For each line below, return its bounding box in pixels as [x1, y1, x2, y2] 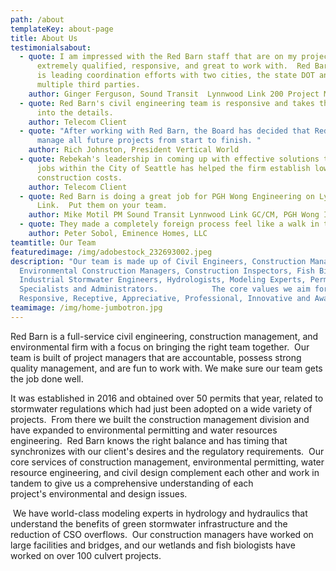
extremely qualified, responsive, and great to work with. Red [36, 61, 311, 71]
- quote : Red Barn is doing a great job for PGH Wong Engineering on [19, 191, 315, 201]
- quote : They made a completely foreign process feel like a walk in [19, 219, 320, 230]
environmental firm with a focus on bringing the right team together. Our [10, 341, 310, 353]
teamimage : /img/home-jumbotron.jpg [10, 303, 163, 313]
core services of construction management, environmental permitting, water [10, 456, 325, 468]
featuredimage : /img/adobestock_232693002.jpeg [10, 247, 213, 257]
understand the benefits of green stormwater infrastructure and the [10, 517, 288, 530]
